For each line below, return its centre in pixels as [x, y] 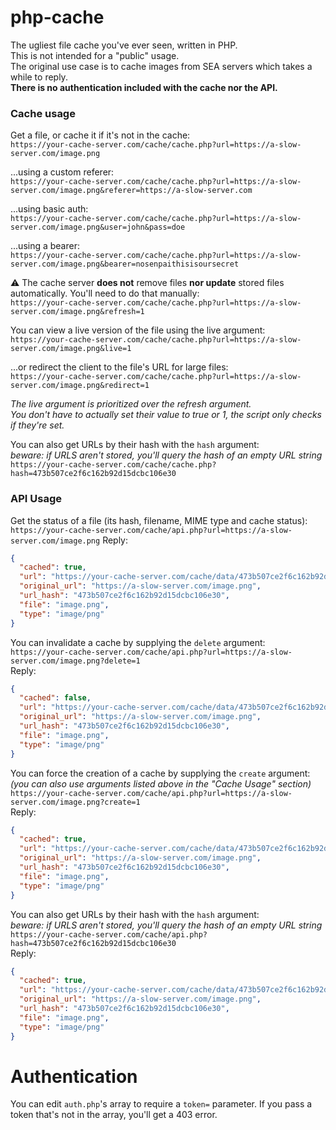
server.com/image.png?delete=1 [75, 661]
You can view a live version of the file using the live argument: [138, 330]
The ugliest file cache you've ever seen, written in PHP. [124, 45]
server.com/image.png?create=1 [75, 802]
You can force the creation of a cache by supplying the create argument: [160, 773]
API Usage [36, 499]
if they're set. [37, 425]
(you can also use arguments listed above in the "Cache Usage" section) [161, 783]
